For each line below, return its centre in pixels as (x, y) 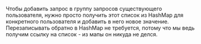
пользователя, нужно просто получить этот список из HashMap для (95, 15)
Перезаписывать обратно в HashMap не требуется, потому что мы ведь (100, 28)
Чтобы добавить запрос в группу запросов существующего (84, 9)
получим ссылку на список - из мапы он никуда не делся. (82, 34)
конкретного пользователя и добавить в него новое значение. (87, 21)
